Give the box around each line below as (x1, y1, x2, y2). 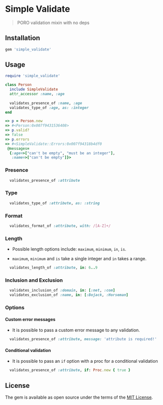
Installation (5, 34, 40, 42)
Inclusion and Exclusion (5, 276, 63, 283)
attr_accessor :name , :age (9, 92, 65, 97)
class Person (5, 82, 32, 87)
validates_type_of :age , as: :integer (9, 105, 89, 110)
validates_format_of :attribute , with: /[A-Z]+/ (9, 223, 111, 228)
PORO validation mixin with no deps (17, 20, 90, 26)
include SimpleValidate (9, 87, 58, 92)
